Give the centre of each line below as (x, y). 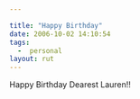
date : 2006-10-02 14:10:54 (60, 34)
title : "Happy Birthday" (56, 25)
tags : (19, 42)
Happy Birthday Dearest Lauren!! (70, 85)
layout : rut (32, 59)
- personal (40, 50)
